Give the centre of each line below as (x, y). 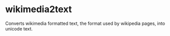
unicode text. (19, 28)
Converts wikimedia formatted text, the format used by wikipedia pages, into (85, 23)
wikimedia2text (39, 9)
